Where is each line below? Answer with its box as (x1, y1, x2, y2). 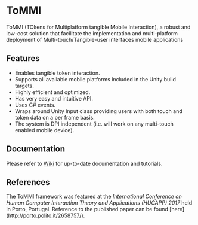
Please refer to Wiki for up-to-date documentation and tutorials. (6, 160, 163, 167)
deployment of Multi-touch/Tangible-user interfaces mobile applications (6, 36, 184, 43)
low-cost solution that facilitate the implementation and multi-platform (6, 29, 178, 37)
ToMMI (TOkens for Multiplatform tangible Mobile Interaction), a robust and (6, 23, 191, 31)
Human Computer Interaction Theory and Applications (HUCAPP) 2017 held (6, 199, 193, 206)
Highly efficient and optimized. (14, 88, 91, 96)
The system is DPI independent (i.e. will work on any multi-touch (14, 120, 174, 127)
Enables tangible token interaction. (14, 69, 100, 77)
